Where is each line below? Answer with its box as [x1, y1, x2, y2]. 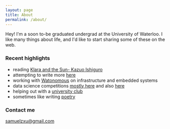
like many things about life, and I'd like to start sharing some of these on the [5, 36, 165, 42]
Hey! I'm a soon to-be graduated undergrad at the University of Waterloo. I [5, 31, 163, 37]
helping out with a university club [12, 88, 83, 94]
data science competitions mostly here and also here [12, 82, 125, 89]
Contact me [5, 106, 35, 113]
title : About [5, 12, 33, 17]
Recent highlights [5, 55, 50, 62]
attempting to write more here [12, 72, 76, 78]
